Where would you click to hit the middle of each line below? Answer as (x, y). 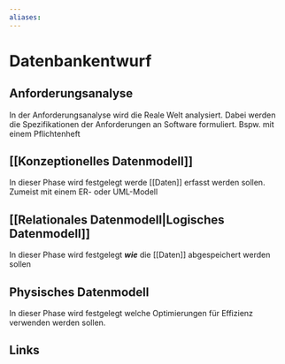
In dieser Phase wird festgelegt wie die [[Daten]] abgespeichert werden (140, 255)
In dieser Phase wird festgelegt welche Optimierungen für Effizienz (131, 314)
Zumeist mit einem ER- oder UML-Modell (84, 192)
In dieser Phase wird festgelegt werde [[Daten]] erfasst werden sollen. (137, 183)
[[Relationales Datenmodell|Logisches (117, 220)
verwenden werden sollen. (58, 322)
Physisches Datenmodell (79, 292)
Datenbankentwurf (81, 61)
